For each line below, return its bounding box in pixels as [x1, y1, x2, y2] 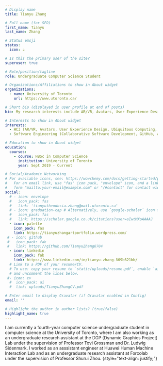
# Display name [5, 7, 36, 12]
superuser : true [5, 60, 38, 66]
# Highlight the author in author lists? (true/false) [5, 306, 118, 311]
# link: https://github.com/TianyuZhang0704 [7, 244, 103, 249]
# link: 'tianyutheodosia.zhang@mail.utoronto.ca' [9, 203, 118, 208]
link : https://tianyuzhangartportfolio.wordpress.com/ [14, 230, 127, 235]
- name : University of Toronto [9, 92, 73, 97]
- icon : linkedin [9, 249, 45, 253]
